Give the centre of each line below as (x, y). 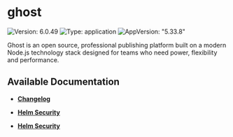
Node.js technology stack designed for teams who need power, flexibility (112, 52)
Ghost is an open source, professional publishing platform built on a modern (117, 45)
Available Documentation (64, 82)
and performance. (33, 59)
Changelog (34, 99)
